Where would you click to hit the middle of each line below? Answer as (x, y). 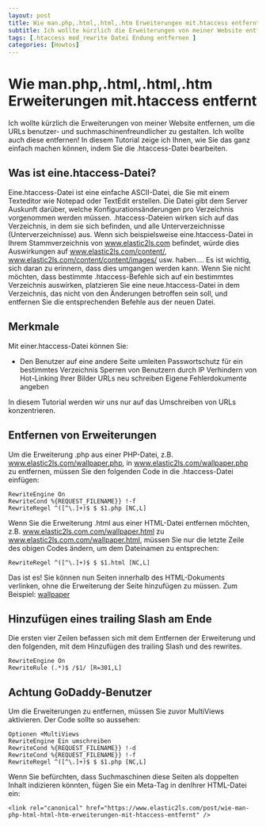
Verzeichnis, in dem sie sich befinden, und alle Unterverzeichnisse (117, 226)
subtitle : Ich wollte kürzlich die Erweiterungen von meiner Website (125, 30)
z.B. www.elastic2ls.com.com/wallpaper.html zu (86, 531)
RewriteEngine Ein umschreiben (60, 741)
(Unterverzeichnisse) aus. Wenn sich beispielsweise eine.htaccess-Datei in (131, 234)
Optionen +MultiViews (44, 734)
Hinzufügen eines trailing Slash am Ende (110, 619)
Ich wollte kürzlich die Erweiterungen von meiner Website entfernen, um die (132, 123)
